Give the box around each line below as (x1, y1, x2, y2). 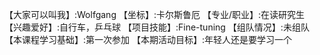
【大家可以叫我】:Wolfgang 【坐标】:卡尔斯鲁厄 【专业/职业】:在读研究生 (4, 9, 305, 20)
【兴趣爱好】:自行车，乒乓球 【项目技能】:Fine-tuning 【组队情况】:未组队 (4, 21, 310, 33)
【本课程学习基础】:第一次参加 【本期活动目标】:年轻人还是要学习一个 (4, 34, 293, 45)
